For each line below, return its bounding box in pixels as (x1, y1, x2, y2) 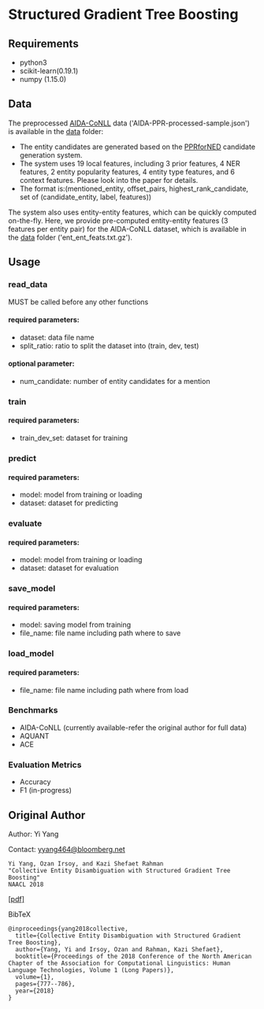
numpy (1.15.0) (19, 75, 67, 84)
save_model (8, 583, 56, 594)
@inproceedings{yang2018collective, (8, 925, 128, 933)
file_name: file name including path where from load (19, 685, 189, 694)
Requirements (8, 37, 79, 50)
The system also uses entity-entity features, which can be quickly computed (8, 207, 257, 217)
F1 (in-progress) (19, 786, 73, 795)
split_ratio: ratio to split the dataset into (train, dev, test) (19, 341, 199, 350)
